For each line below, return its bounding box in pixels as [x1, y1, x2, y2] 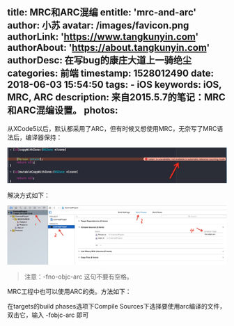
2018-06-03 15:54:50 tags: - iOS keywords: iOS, [7, 79, 222, 91]
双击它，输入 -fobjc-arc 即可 [7, 311, 89, 319]
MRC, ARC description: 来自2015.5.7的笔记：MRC [7, 91, 226, 103]
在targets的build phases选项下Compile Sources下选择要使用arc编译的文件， [7, 302, 226, 310]
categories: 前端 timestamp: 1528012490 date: [7, 68, 214, 79]
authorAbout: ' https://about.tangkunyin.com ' [7, 42, 210, 54]
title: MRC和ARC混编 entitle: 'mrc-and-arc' [7, 6, 197, 19]
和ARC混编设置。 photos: [7, 104, 118, 116]
